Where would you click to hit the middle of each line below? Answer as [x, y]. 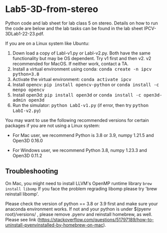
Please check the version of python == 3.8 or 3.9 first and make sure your [81, 203]
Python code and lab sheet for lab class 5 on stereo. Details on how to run [81, 23]
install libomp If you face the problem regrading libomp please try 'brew [81, 188]
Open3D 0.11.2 [27, 155]
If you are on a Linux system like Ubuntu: [47, 43]
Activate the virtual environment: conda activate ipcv [72, 79]
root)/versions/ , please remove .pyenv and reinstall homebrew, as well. [79, 214]
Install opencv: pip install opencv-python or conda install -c [86, 84]
